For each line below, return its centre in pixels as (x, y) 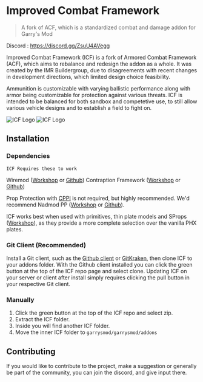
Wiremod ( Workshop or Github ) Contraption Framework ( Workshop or (93, 180)
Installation (28, 139)
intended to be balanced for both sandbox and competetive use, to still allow (102, 101)
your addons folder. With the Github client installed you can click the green (99, 264)
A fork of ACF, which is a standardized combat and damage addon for (108, 27)
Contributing (31, 351)
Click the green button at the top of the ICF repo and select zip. (94, 313)
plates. (15, 229)
